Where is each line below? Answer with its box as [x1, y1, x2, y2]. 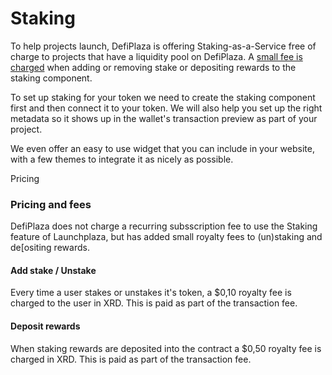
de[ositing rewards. [10, 242, 90, 254]
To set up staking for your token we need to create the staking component [10, 91, 316, 103]
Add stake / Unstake [10, 264, 97, 276]
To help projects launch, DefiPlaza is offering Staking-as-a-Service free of [10, 40, 317, 52]
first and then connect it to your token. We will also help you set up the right [10, 102, 323, 114]
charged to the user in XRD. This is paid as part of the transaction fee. [10, 297, 298, 309]
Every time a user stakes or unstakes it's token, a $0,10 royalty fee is [10, 287, 292, 299]
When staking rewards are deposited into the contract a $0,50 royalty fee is [10, 342, 322, 354]
